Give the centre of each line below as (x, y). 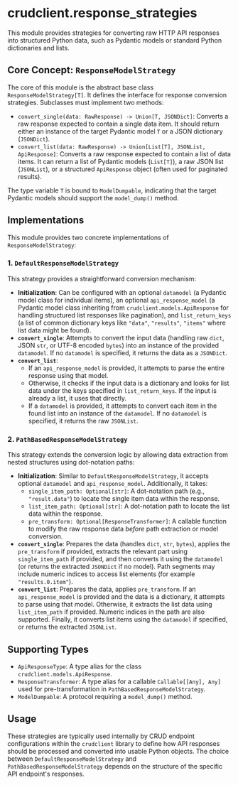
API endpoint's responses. (46, 774)
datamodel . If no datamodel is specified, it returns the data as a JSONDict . (122, 352)
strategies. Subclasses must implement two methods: (86, 102)
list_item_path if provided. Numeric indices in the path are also (111, 612)
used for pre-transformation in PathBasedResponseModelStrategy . (112, 689)
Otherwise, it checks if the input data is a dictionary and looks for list (129, 383)
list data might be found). (54, 330)
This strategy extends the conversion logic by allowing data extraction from (118, 455)
